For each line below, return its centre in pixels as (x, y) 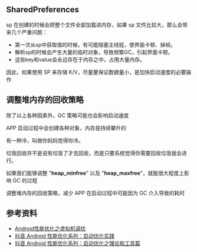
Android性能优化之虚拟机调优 (50, 229)
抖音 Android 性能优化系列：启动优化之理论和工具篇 (77, 243)
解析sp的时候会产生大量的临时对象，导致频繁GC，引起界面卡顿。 (94, 52)
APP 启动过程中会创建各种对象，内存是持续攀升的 (66, 128)
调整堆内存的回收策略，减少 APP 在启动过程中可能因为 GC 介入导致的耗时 (95, 193)
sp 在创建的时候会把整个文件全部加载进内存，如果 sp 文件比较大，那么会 (94, 25)
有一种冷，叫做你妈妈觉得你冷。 (45, 140)
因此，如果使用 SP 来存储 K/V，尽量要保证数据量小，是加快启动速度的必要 (96, 72)
